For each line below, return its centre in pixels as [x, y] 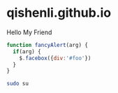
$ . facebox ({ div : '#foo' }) [55, 58]
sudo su [18, 84]
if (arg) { [27, 51]
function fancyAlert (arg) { [47, 45]
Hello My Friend [29, 32]
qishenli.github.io [59, 13]
